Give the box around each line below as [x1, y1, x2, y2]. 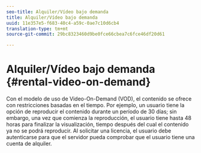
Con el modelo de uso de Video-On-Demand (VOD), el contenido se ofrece [6, 95, 192, 102]
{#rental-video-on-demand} [6, 75, 151, 89]
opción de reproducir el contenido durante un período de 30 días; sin [6, 108, 177, 115]
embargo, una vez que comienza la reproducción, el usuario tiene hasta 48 [6, 114, 192, 122]
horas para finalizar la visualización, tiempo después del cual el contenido [6, 121, 189, 128]
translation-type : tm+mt [6, 25, 68, 32]
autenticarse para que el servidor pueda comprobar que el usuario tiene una [6, 134, 195, 141]
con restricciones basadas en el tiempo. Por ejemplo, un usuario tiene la [6, 102, 185, 109]
